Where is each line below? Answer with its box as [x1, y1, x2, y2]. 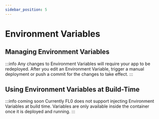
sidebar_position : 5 [5, 7, 48, 12]
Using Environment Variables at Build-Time [5, 85, 140, 94]
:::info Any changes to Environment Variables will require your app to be [5, 61, 151, 67]
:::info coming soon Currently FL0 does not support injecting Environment [5, 98, 154, 104]
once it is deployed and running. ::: [5, 109, 75, 115]
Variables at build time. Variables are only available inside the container [5, 103, 150, 109]
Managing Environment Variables [5, 48, 110, 56]
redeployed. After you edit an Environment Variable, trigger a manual [5, 66, 144, 71]
